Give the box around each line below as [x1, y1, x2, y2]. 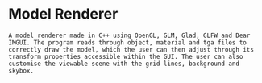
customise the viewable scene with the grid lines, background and [8, 60, 240, 68]
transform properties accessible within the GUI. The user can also [8, 52, 243, 60]
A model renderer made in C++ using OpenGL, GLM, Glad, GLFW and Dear [8, 31, 251, 39]
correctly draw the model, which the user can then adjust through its [8, 45, 254, 53]
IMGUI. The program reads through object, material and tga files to [8, 38, 247, 47]
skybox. [8, 66, 35, 75]
